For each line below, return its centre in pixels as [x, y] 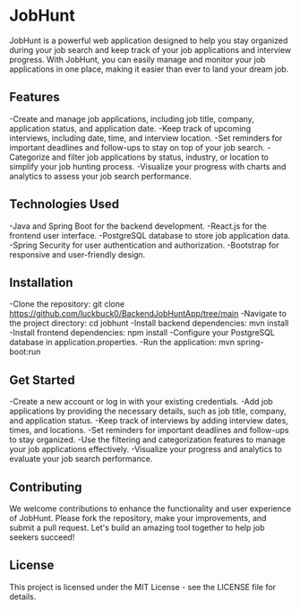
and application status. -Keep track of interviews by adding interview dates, [149, 421]
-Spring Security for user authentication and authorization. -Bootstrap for [144, 245]
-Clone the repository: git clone [67, 304]
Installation [41, 282]
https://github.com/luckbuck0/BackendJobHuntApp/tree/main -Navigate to [148, 314]
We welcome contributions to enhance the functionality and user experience [150, 509]
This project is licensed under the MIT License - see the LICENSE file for [142, 587]
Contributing [46, 487]
